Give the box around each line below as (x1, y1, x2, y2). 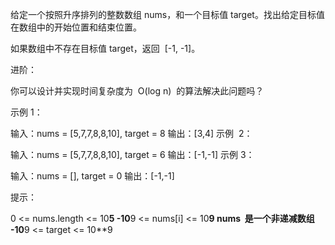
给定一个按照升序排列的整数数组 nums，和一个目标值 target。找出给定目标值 (10, 9, 325, 20)
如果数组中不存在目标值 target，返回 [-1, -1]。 (10, 43, 201, 54)
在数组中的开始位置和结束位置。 (10, 21, 142, 33)
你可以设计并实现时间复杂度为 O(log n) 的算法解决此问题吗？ (10, 85, 265, 97)
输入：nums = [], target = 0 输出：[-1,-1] (10, 170, 175, 182)
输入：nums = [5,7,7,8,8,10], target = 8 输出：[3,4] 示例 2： (10, 128, 253, 139)
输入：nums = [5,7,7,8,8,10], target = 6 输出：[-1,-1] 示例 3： (10, 149, 255, 160)
